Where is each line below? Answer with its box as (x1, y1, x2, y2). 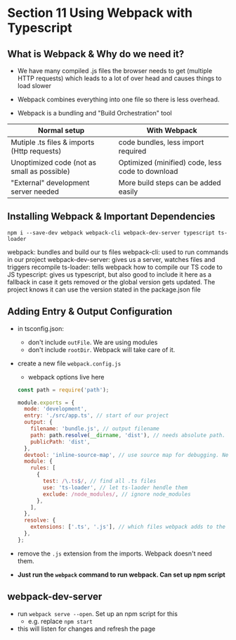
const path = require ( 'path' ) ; (17, 386, 110, 394)
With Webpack (146, 125, 198, 135)
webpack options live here (27, 372, 105, 381)
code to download (118, 167, 178, 176)
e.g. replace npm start (27, 617, 93, 625)
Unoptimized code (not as (11, 158, 97, 167)
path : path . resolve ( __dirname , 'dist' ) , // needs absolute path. (30, 432, 226, 439)
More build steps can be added (118, 178, 221, 187)
